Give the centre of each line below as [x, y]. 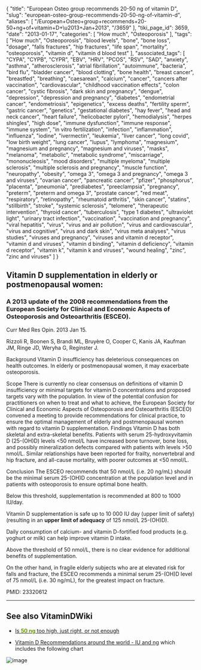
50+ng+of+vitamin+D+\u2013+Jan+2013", [58, 28]
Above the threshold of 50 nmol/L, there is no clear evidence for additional [98, 549]
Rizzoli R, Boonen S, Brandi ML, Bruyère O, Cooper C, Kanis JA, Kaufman [96, 341]
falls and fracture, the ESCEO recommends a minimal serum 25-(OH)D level [99, 574]
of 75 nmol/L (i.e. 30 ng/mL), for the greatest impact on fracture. [86, 580]
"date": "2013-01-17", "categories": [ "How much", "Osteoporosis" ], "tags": [99, 34]
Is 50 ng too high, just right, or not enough [67, 631]
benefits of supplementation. [42, 556]
